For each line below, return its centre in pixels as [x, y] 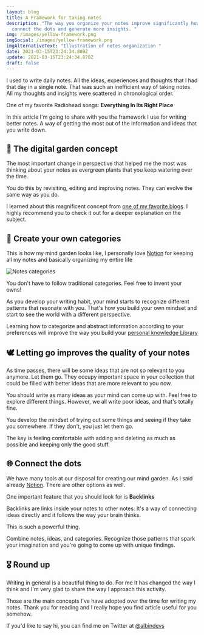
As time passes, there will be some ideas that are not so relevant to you [96, 370]
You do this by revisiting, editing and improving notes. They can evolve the [100, 188]
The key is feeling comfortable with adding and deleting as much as [91, 438]
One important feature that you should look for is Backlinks [80, 496]
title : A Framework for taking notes [54, 18]
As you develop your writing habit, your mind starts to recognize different [98, 301]
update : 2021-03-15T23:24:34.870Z [50, 57]
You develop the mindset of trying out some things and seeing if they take [99, 419]
